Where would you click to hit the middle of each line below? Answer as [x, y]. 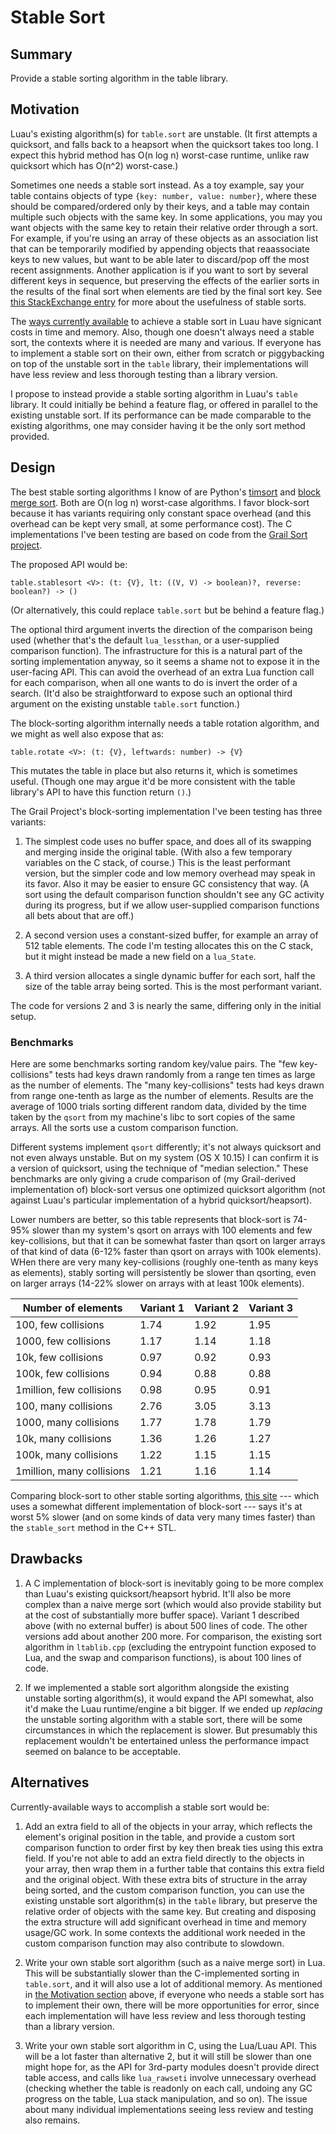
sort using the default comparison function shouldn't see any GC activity [174, 894]
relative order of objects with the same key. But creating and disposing [170, 1911]
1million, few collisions [68, 1389]
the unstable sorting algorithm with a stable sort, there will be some [163, 1719]
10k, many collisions [63, 1438]
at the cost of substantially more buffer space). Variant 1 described [162, 1615]
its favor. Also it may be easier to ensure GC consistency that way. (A [167, 883]
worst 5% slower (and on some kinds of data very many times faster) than [163, 1517]
